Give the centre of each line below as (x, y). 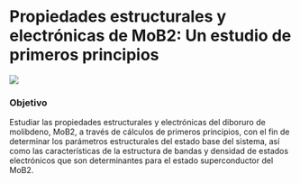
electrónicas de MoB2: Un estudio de (150, 36)
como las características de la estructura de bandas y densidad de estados (149, 151)
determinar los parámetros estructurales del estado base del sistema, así (145, 142)
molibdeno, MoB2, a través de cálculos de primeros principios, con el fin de (150, 132)
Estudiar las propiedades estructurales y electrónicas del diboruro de (137, 123)
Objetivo (28, 103)
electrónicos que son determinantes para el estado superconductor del (141, 160)
